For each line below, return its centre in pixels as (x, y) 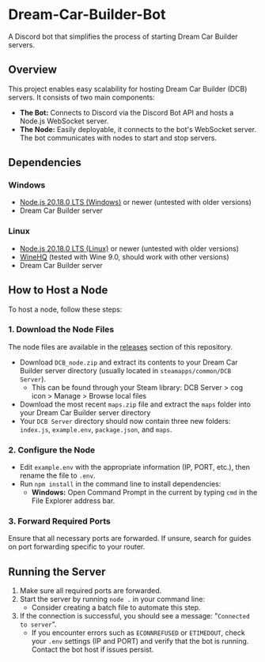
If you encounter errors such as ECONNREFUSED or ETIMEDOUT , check (138, 633)
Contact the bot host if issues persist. (93, 649)
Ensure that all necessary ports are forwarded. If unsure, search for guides (130, 539)
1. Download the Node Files (61, 330)
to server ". (38, 624)
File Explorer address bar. (73, 501)
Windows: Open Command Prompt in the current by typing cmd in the (144, 493)
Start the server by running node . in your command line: (112, 600)
